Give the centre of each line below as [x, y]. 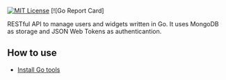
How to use [32, 53]
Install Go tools [39, 70]
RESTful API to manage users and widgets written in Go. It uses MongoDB [113, 24]
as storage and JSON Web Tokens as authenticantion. [84, 31]
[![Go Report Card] [78, 11]
